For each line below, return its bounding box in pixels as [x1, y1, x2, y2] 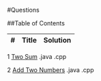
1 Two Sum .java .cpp [7, 53, 67, 60]
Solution [43, 36, 72, 45]
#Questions [7, 6, 40, 14]
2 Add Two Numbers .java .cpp [7, 66, 94, 74]
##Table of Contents [7, 19, 65, 27]
